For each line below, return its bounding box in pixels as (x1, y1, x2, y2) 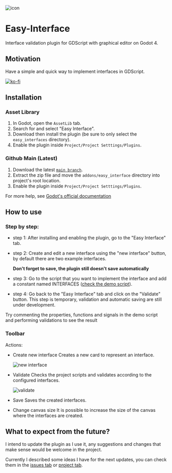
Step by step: (5, 223, 39, 231)
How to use (5, 208, 42, 217)
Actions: (5, 342, 23, 348)
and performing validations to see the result (5, 317, 98, 324)
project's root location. (12, 177, 61, 183)
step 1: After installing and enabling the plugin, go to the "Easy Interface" (12, 235, 166, 241)
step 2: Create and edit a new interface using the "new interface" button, (12, 250, 166, 256)
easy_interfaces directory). (12, 137, 71, 143)
